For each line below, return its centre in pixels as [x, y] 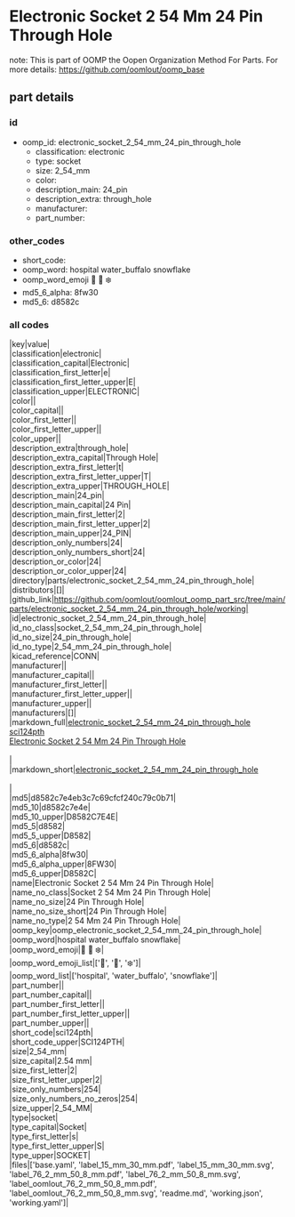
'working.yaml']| [39, 1203]
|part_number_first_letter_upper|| [70, 1014]
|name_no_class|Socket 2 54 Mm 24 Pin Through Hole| [110, 892]
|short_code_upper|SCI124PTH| [67, 1042]
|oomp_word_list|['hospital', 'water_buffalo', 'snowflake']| [113, 976]
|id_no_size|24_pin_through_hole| [70, 637]
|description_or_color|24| [56, 561]
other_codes [37, 240]
